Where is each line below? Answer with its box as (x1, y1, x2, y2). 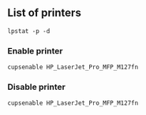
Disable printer (7, 82, 66, 93)
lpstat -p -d (7, 27, 51, 35)
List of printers (7, 6, 82, 20)
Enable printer (7, 45, 63, 56)
